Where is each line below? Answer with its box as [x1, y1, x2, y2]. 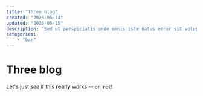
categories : [6, 31, 36, 37]
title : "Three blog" [6, 8, 59, 15]
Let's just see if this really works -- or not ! [6, 83, 113, 90]
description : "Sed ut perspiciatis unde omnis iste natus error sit [6, 25, 182, 32]
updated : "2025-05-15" [6, 20, 63, 26]
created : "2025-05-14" [6, 14, 63, 21]
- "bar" [17, 37, 36, 43]
